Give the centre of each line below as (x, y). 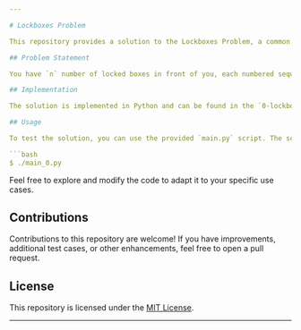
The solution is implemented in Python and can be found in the (132, 106)
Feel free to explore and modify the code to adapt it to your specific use (142, 180)
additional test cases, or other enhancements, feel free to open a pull (137, 249)
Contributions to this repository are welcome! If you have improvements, (142, 239)
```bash (24, 154)
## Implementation (43, 90)
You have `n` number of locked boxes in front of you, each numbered (142, 74)
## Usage (26, 123)
